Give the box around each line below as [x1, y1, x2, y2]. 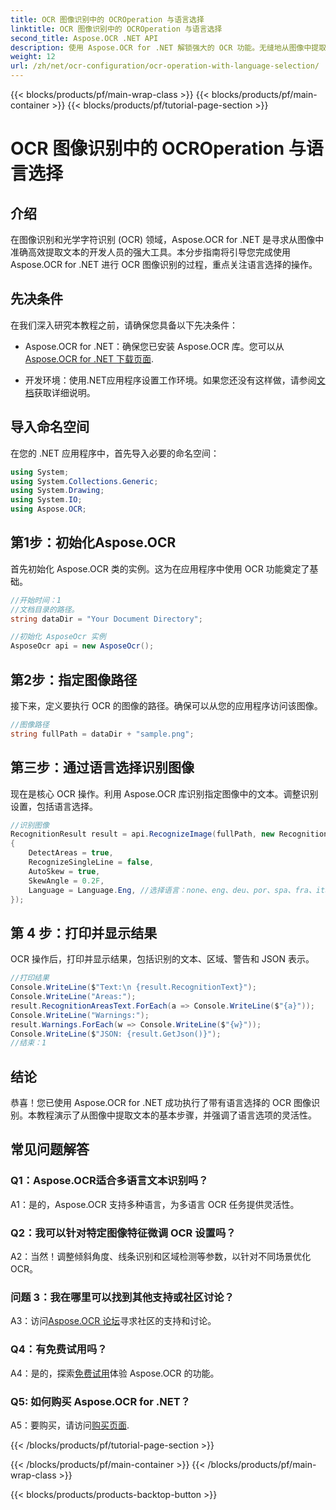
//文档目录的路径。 [10, 604, 80, 615]
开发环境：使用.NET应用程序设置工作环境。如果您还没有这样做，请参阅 [24, 374, 317, 386]
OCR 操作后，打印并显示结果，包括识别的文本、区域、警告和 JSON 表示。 [10, 953, 315, 965]
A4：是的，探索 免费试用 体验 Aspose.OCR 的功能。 [10, 1367, 220, 1379]
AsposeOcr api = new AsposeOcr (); [10, 641, 155, 651]
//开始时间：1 [10, 595, 62, 605]
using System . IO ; [10, 495, 83, 505]
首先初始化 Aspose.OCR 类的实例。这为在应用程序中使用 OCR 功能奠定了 [10, 562, 310, 575]
